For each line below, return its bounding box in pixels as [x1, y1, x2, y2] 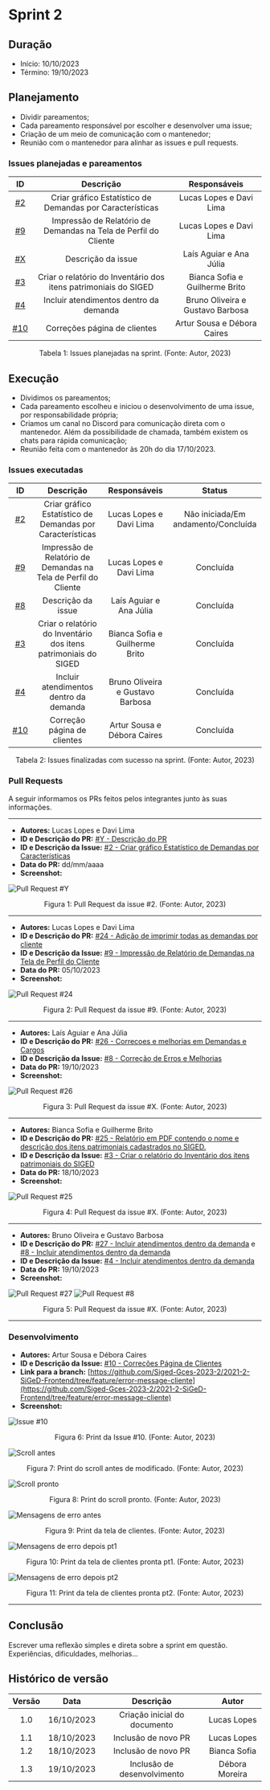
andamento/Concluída [172, 518, 257, 530]
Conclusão [8, 1619, 64, 1632]
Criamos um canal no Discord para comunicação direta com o [19, 418, 226, 428]
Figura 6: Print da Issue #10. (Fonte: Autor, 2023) [55, 1432, 215, 1442]
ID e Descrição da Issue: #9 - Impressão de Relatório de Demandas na [19, 948, 255, 957]
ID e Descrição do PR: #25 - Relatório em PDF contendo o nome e [19, 1133, 239, 1143]
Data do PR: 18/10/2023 [19, 1167, 99, 1177]
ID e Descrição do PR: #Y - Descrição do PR [19, 834, 167, 843]
